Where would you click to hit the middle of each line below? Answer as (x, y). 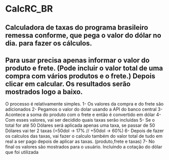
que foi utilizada (22, 152)
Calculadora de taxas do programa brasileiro (77, 28)
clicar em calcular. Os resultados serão (68, 84)
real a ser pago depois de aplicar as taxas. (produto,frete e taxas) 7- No (80, 141)
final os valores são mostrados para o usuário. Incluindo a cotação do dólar (84, 147)
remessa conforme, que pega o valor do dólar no (83, 35)
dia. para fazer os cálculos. (49, 43)
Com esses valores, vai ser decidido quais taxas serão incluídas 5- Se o (80, 120)
